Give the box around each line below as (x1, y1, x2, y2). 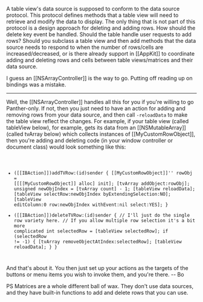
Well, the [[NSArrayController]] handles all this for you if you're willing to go (6, 98, 195, 105)
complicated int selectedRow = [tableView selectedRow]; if (14, 228, 169, 234)
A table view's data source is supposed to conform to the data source (6, 5, 180, 12)
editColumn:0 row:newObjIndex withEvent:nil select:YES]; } (14, 202, 169, 208)
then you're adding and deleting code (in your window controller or (6, 137, 173, 144)
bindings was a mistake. (6, 81, 66, 88)
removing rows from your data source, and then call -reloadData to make (6, 111, 188, 118)
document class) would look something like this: (6, 143, 126, 150)
